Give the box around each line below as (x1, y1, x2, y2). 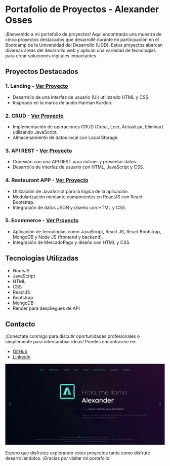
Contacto (5, 320, 35, 329)
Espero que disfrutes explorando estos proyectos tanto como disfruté (5, 450, 150, 456)
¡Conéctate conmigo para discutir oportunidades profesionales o (5, 333, 140, 339)
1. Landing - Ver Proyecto (5, 83, 68, 90)
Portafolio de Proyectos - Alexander (5, 4, 159, 15)
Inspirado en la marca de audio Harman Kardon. (12, 99, 113, 105)
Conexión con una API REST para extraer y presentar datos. (12, 159, 138, 165)
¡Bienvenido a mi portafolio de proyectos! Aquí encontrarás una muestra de (5, 31, 162, 37)
